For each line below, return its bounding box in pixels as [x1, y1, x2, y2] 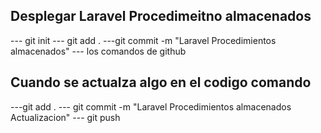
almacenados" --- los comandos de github [10, 45, 187, 57]
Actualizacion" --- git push [10, 111, 121, 123]
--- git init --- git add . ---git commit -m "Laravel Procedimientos [10, 34, 277, 46]
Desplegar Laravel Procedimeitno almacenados [10, 8, 312, 25]
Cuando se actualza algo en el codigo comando [10, 74, 312, 91]
